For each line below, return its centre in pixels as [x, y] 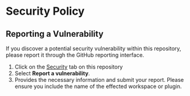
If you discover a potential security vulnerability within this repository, [93, 48]
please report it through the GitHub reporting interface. [75, 55]
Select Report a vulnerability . [52, 73]
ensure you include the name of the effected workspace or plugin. [98, 86]
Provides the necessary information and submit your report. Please [99, 80]
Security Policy [45, 11]
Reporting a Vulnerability [55, 34]
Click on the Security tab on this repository [69, 67]
